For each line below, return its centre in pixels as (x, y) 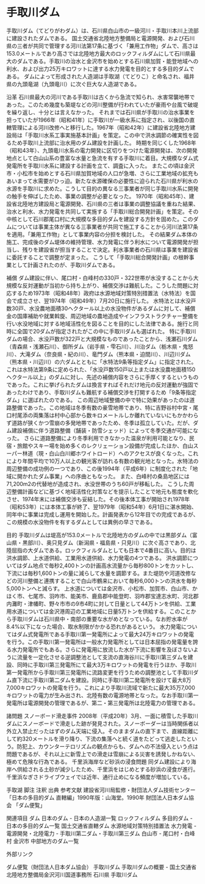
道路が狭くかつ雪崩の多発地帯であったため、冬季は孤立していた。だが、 (102, 422)
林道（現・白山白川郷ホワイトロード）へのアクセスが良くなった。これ (110, 453)
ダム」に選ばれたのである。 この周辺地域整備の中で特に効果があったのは (98, 400)
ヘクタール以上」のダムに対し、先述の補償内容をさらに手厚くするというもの (103, 377)
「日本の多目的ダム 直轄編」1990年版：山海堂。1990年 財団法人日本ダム (98, 797)
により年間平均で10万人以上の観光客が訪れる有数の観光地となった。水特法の (103, 461)
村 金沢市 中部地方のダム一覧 (43, 841)
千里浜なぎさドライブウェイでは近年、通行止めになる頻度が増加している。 (100, 777)
